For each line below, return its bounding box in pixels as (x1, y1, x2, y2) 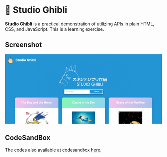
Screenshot (5, 41, 42, 49)
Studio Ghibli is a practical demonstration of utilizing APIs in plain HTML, (5, 21, 154, 27)
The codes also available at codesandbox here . (5, 147, 102, 153)
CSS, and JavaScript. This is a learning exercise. (5, 26, 104, 32)
